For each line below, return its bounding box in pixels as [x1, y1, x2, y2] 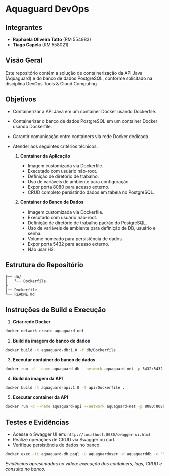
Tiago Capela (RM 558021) [12, 42, 69, 48]
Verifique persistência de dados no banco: [12, 442, 101, 448]
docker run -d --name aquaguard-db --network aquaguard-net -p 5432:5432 [5, 366, 163, 371]
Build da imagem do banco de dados [12, 338, 91, 344]
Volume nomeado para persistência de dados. [27, 235, 123, 242]
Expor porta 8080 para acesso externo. [27, 184, 110, 190]
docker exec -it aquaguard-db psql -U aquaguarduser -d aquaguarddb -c [5, 452, 158, 457]
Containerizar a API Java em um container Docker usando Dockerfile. [12, 108, 157, 114]
